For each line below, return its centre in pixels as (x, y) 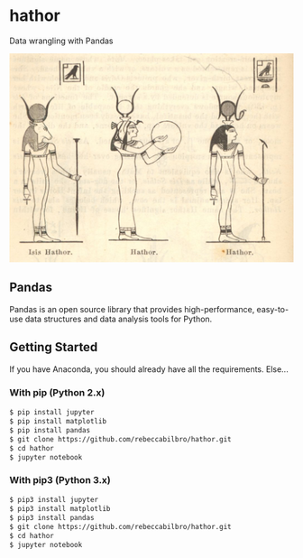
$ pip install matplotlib (58, 421)
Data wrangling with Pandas (61, 41)
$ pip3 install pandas (52, 518)
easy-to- (273, 309)
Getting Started (54, 347)
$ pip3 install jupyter (54, 500)
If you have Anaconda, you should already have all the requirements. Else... (149, 369)
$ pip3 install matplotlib (60, 509)
